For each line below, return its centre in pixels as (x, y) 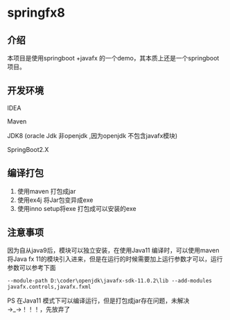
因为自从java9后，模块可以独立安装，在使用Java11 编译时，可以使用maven (113, 251)
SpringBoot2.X (28, 149)
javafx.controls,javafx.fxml (49, 287)
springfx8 (36, 13)
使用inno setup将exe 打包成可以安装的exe (77, 208)
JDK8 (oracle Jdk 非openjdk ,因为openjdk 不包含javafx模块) (92, 135)
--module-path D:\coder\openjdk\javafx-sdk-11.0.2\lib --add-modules (110, 281)
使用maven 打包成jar (46, 191)
